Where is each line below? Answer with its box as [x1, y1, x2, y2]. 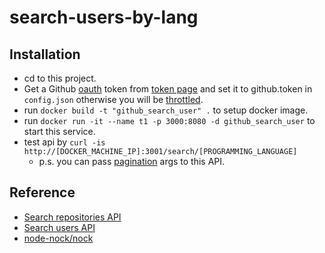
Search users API [23, 221, 96, 233]
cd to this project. [23, 72, 97, 84]
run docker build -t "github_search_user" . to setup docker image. [23, 104, 309, 116]
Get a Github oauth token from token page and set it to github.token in [23, 83, 313, 95]
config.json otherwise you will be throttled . [23, 94, 204, 105]
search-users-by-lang [9, 6, 199, 29]
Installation [9, 46, 81, 63]
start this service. [23, 126, 96, 137]
